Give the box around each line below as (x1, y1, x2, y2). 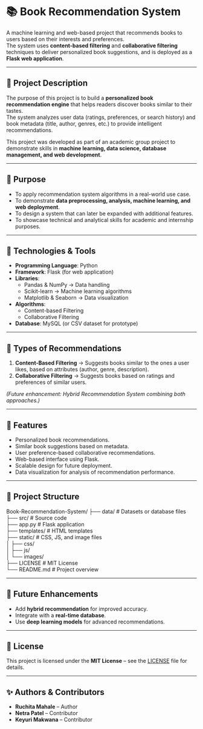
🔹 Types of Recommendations (6, 343, 122, 354)
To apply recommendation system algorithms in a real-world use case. (14, 190, 191, 198)
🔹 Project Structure (6, 492, 80, 502)
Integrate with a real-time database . (14, 611, 106, 619)
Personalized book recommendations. (14, 436, 110, 443)
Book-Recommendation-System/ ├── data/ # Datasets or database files (6, 508, 186, 515)
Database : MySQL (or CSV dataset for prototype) (14, 320, 138, 328)
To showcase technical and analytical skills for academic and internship (14, 216, 194, 223)
